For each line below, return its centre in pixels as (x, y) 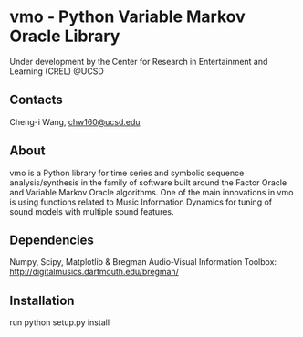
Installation (42, 300)
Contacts (37, 100)
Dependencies (52, 240)
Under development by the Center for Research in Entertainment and (139, 61)
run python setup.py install (60, 322)
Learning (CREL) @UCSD (57, 71)
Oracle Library (65, 36)
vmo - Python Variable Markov (128, 17)
